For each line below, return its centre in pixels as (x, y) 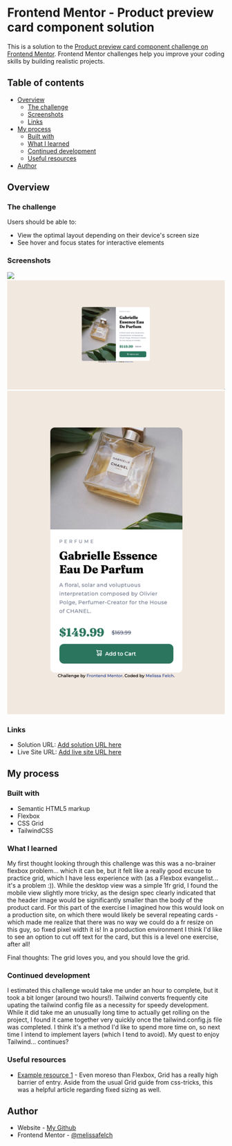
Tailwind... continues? (38, 1042)
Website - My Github (47, 1128)
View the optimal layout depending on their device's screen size (108, 236)
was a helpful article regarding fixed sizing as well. (89, 1089)
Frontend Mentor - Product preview (110, 13)
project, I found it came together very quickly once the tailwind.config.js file (115, 1020)
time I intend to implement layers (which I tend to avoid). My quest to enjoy (113, 1035)
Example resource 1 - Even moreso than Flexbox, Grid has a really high (118, 1075)
